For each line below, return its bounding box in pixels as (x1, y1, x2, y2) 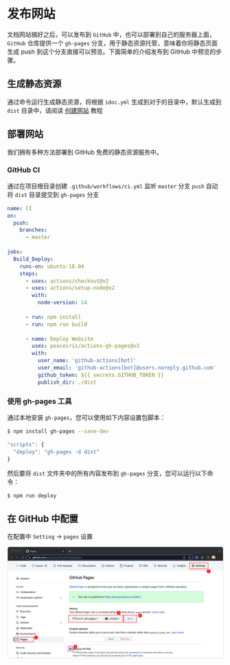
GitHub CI (7, 166, 41, 175)
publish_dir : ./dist (37, 379, 97, 385)
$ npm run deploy (7, 492, 57, 499)
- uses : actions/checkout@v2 (25, 278, 109, 284)
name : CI (7, 205, 32, 212)
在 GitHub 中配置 (7, 512, 79, 524)
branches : (19, 227, 48, 234)
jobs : (7, 249, 23, 256)
